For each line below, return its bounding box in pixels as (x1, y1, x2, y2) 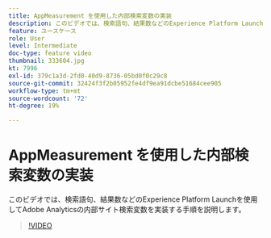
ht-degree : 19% (8, 102, 60, 110)
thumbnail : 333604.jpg (8, 57, 85, 65)
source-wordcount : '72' (8, 94, 89, 102)
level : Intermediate (8, 42, 78, 50)
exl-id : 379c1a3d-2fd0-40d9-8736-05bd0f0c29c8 (8, 72, 168, 80)
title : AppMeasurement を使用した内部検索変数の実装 (8, 11, 172, 20)
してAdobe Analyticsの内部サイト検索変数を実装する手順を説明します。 (8, 205, 246, 215)
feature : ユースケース (8, 27, 77, 35)
